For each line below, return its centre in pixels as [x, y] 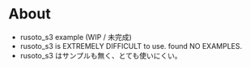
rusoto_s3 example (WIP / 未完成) [76, 37]
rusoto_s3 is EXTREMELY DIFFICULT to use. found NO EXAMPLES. [131, 46]
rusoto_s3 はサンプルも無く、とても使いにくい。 [101, 55]
